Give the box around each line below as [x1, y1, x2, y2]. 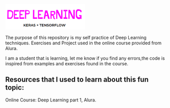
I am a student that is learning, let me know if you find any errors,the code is [5, 55, 165, 61]
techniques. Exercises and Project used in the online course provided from [5, 40, 162, 46]
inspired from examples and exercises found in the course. [5, 60, 129, 67]
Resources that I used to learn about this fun [5, 75, 149, 84]
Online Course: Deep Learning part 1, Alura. [5, 97, 97, 103]
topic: [5, 83, 24, 92]
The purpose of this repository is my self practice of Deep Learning [5, 34, 147, 40]
